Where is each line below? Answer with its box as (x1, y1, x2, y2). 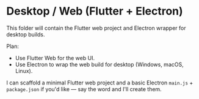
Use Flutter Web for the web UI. (15, 54, 95, 61)
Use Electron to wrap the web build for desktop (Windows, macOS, (15, 61, 184, 68)
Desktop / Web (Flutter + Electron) (6, 4, 183, 18)
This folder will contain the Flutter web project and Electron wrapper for (6, 24, 186, 32)
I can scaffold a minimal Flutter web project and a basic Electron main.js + (6, 79, 194, 86)
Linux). (15, 67, 33, 74)
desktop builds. (6, 30, 45, 38)
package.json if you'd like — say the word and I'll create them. (6, 85, 162, 92)
